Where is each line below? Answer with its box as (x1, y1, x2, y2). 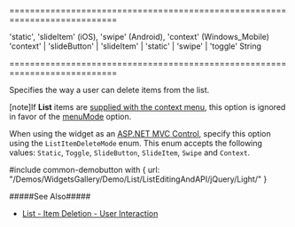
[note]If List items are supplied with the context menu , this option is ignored (9, 102, 286, 112)
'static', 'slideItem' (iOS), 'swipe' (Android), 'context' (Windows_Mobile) (9, 32, 270, 42)
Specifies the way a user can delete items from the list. (9, 85, 210, 95)
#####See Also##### (9, 192, 91, 201)
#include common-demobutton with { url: (9, 165, 160, 175)
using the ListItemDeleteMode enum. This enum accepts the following (9, 138, 263, 148)
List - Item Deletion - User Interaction (21, 208, 159, 218)
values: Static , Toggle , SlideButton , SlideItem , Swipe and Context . (9, 147, 251, 158)
